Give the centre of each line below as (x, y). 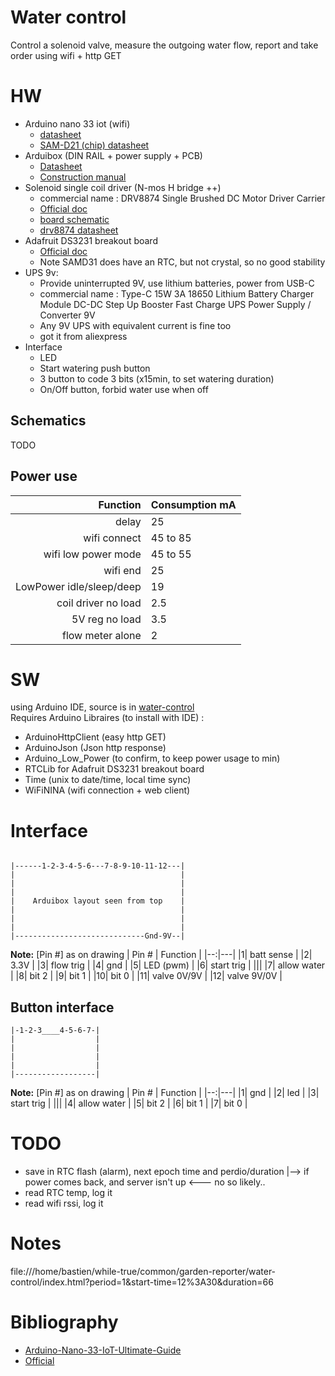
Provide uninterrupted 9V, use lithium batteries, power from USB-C (177, 283)
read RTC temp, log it (68, 1193)
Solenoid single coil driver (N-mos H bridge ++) (123, 187)
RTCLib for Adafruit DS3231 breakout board (114, 769)
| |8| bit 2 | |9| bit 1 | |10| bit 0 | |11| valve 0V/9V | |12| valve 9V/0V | (146, 976)
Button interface (62, 1007)
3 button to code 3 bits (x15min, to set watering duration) (157, 378)
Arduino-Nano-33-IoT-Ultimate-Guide (103, 1350)
